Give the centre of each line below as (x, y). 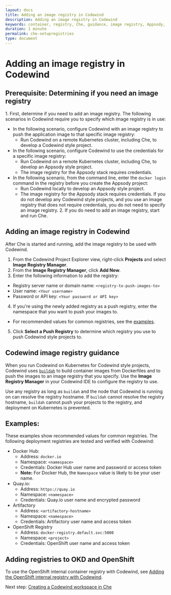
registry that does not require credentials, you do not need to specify (93, 205)
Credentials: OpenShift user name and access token (75, 543)
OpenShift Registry (32, 527)
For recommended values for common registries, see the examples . (84, 321)
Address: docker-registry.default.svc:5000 (67, 532)
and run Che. (34, 215)
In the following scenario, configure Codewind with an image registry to (88, 129)
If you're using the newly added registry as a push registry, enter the (85, 306)
